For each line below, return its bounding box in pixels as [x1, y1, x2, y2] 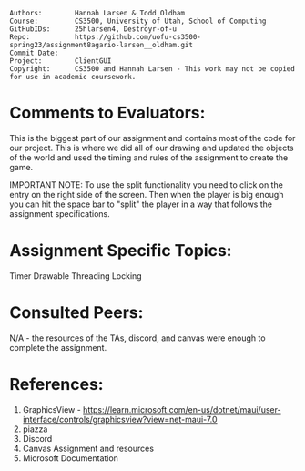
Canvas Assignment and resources [22, 443, 155, 454]
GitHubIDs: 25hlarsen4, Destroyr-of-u [9, 25, 178, 34]
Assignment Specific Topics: [9, 241, 232, 261]
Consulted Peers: [9, 302, 144, 323]
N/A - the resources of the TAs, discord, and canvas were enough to [9, 333, 266, 343]
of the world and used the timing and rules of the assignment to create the [9, 151, 289, 163]
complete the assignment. [9, 342, 107, 353]
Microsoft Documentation [22, 452, 118, 464]
